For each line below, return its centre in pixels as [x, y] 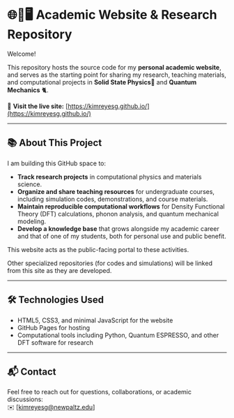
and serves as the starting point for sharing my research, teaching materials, [117, 75]
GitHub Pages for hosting [54, 327]
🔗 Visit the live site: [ [38, 106]
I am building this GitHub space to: [57, 163]
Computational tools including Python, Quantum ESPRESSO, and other [118, 335]
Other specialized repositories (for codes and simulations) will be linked [110, 263]
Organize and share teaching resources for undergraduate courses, [116, 191]
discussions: [25, 399]
